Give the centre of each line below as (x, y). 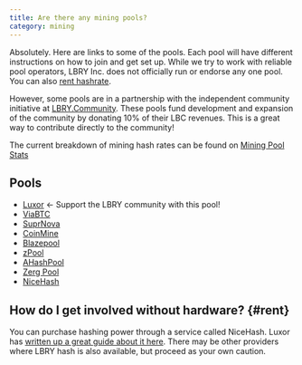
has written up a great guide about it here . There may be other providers (144, 341)
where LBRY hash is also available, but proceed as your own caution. (138, 351)
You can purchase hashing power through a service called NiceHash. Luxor (150, 332)
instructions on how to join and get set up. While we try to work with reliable (151, 62)
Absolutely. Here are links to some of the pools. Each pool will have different (151, 52)
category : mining (42, 26)
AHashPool (43, 263)
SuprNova (41, 224)
